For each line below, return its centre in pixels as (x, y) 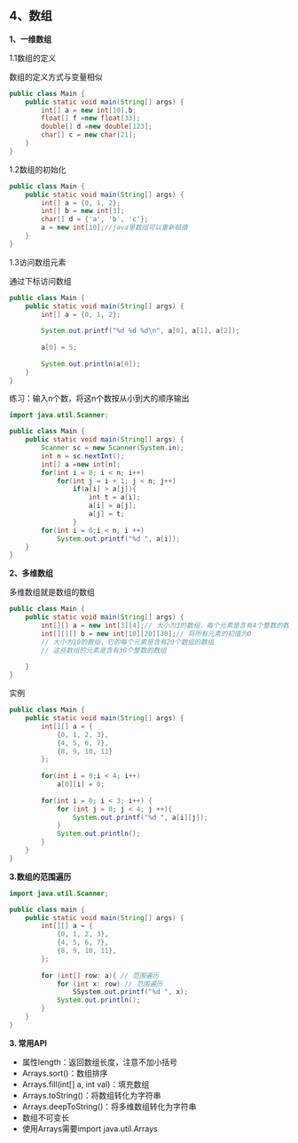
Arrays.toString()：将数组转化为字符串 (91, 1095)
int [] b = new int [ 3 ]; (83, 211)
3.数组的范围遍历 (40, 877)
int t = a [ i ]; (114, 497)
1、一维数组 (31, 39)
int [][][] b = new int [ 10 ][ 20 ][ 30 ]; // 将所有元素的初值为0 (146, 633)
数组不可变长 (45, 1117)
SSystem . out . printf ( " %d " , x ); (130, 992)
